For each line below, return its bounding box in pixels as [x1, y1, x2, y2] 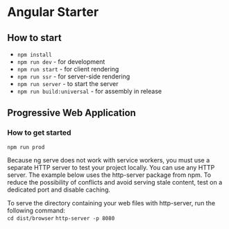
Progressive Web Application [7, 107, 137, 119]
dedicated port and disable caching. [7, 185, 111, 194]
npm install [17, 51, 52, 58]
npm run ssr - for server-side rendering [17, 72, 130, 80]
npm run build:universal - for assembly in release [17, 87, 162, 95]
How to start [7, 32, 62, 44]
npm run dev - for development [17, 58, 105, 66]
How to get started [7, 128, 71, 137]
